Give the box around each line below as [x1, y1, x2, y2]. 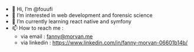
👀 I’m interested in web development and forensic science [11, 12, 153, 19]
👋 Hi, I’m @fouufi [11, 6, 53, 12]
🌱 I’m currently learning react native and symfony [11, 18, 131, 25]
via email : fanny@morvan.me [20, 33, 93, 40]
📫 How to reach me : [11, 25, 64, 32]
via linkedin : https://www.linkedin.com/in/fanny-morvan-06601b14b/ [20, 39, 188, 46]
